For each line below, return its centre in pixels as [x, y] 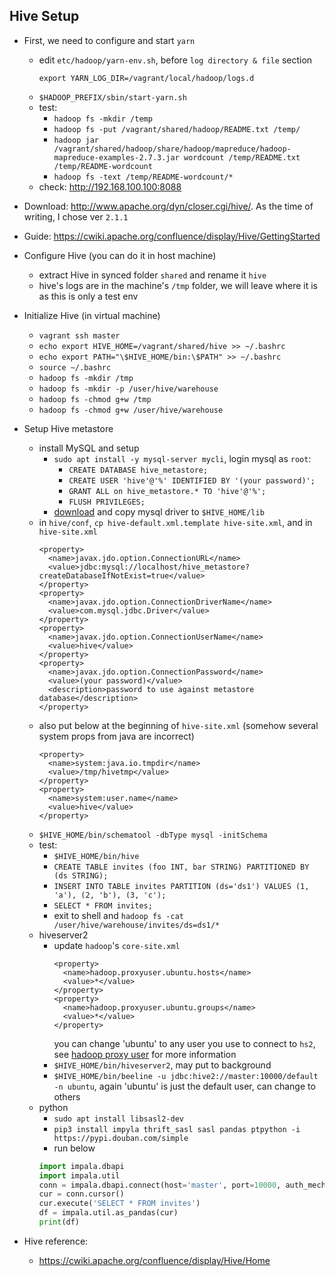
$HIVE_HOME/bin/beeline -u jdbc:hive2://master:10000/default [186, 1076]
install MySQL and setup [89, 448]
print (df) [59, 1222]
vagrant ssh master [79, 335]
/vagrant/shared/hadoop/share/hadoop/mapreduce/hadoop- [172, 149]
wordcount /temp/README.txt [242, 157]
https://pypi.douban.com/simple [121, 1138]
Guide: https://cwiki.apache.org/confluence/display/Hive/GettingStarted [172, 236]
